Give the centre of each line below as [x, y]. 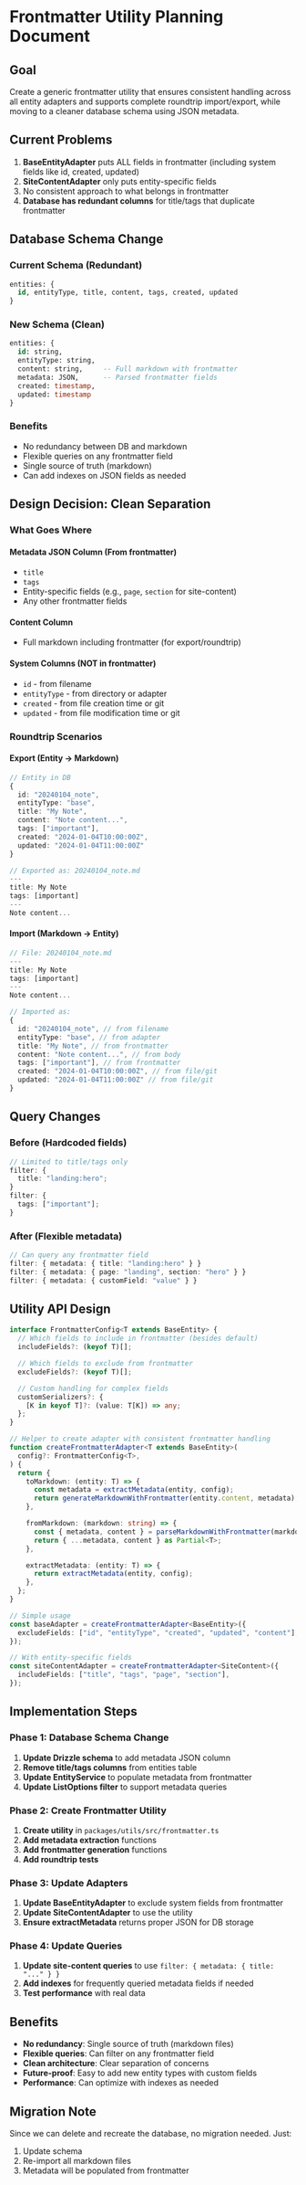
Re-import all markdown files [77, 2161]
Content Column [41, 622]
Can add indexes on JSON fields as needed [104, 475]
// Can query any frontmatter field [79, 1255]
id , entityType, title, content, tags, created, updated [128, 293]
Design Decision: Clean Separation [110, 504]
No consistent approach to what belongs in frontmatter [126, 191]
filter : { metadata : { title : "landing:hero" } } [106, 1263]
